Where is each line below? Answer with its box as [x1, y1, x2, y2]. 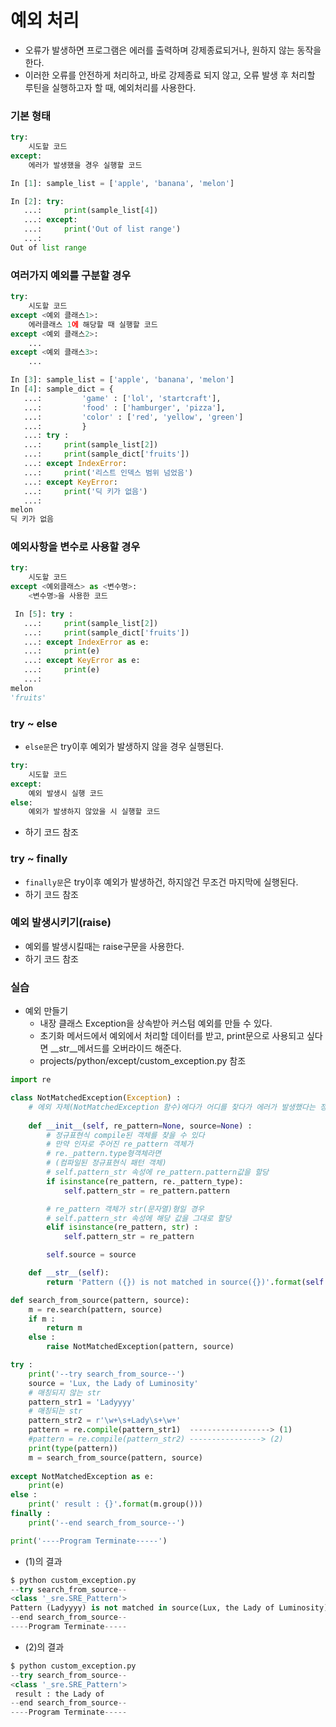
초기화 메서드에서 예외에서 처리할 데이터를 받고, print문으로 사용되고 [39, 1030, 305, 1042]
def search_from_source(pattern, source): [10, 1295, 190, 1305]
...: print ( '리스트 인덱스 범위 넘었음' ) [23, 467, 194, 478]
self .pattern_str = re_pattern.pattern [63, 1186, 230, 1196]
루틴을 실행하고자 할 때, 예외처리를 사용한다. [24, 81, 197, 93]
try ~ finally [10, 852, 68, 866]
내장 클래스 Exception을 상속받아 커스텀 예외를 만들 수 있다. [39, 1017, 273, 1030]
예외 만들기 [24, 1005, 69, 1017]
